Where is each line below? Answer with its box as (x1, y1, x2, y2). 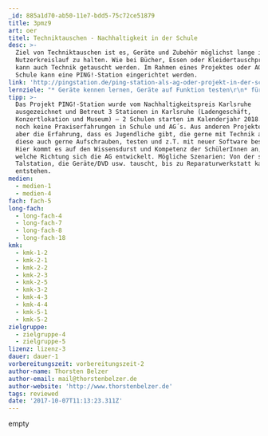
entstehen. (15, 167, 52, 175)
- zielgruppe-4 (15, 330, 66, 339)
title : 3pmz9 (8, 19, 52, 27)
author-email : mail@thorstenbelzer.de (8, 375, 137, 383)
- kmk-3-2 (15, 286, 48, 294)
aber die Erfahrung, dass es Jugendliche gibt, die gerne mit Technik (15, 130, 255, 138)
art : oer (8, 26, 37, 34)
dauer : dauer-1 (8, 352, 59, 361)
